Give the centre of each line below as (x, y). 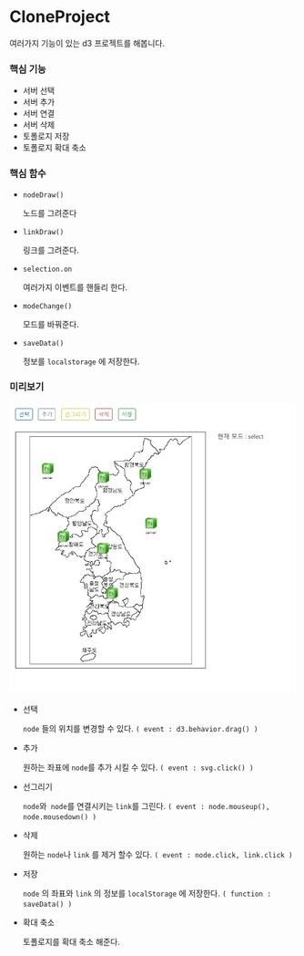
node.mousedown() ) (60, 817)
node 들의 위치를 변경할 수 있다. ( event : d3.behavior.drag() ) (140, 728)
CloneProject (60, 17)
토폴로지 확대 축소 (54, 148)
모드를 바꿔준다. (51, 324)
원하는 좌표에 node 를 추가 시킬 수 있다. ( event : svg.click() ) (138, 767)
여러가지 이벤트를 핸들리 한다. (75, 287)
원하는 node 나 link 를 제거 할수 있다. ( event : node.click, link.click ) (157, 854)
